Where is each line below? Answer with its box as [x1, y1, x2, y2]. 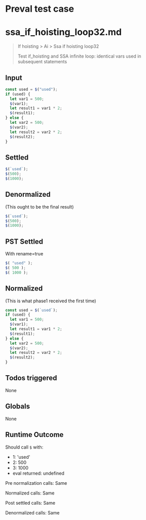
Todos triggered [5, 374, 57, 382]
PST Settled [5, 237, 44, 246]
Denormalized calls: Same [5, 509, 60, 515]
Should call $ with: [5, 444, 44, 450]
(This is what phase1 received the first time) [5, 298, 96, 304]
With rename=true [5, 251, 44, 257]
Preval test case [5, 3, 75, 15]
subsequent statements [17, 59, 67, 65]
